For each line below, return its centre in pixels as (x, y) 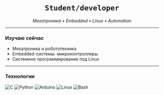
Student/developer (82, 8)
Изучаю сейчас (24, 38)
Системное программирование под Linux (56, 59)
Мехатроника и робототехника (44, 49)
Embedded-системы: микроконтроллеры (55, 54)
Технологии (20, 76)
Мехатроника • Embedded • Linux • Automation (82, 21)
